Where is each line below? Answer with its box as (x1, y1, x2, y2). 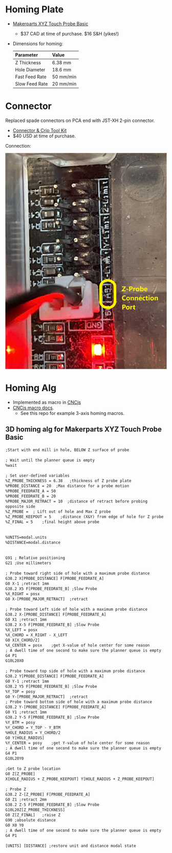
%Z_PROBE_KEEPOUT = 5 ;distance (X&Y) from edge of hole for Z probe (5, 514, 164, 519)
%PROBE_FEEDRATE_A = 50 (5, 488, 56, 494)
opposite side (5, 504, 36, 509)
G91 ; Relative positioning (5, 555, 66, 560)
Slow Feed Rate (15, 81, 48, 87)
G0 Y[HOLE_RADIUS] (5, 735, 45, 740)
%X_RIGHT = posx (5, 591, 40, 596)
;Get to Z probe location (5, 766, 60, 771)
